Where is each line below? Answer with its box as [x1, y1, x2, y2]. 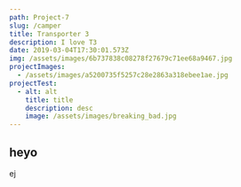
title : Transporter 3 [9, 29, 90, 38]
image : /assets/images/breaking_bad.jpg [25, 112, 177, 121]
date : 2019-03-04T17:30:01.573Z [9, 46, 129, 55]
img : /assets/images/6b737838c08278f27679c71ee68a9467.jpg [9, 54, 233, 63]
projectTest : [9, 79, 58, 88]
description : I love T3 [9, 37, 98, 47]
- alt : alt [17, 87, 58, 96]
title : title [25, 95, 74, 105]
